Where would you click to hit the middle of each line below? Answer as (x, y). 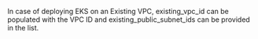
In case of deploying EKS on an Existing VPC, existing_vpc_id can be (118, 11)
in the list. (23, 28)
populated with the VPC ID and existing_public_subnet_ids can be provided (129, 19)
